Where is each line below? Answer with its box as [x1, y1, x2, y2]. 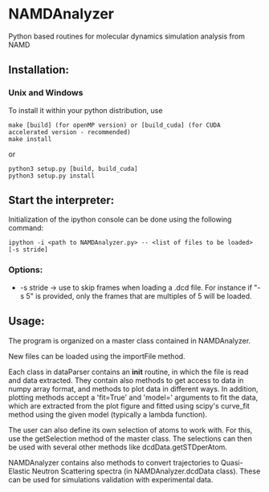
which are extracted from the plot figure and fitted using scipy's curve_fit [8, 401, 251, 410]
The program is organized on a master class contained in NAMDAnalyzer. [8, 335, 251, 345]
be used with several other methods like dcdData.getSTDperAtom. [8, 442, 227, 452]
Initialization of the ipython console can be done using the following [8, 214, 232, 225]
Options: [8, 264, 43, 275]
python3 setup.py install [8, 172, 95, 180]
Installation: [8, 63, 70, 77]
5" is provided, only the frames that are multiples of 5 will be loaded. [26, 291, 252, 301]
